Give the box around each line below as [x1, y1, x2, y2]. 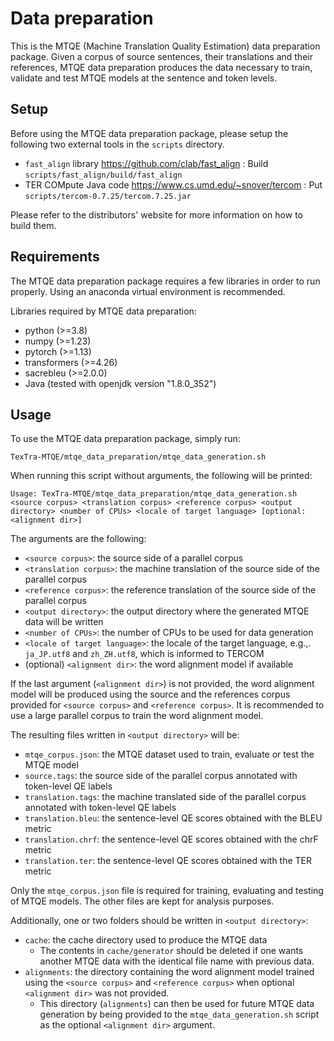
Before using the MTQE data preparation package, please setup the [10, 127, 289, 139]
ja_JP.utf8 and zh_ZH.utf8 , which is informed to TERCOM [24, 648, 265, 660]
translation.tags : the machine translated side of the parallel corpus [24, 791, 307, 803]
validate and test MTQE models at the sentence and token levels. [10, 72, 278, 84]
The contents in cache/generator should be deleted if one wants [39, 945, 304, 957]
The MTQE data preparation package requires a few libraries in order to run [10, 275, 321, 287]
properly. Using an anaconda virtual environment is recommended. [10, 285, 286, 297]
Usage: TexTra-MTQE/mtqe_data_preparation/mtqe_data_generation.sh [10, 489, 298, 499]
